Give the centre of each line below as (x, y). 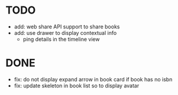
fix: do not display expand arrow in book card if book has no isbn (93, 79)
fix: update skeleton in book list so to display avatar (77, 86)
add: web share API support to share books (67, 27)
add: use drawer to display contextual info (65, 32)
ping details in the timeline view (61, 39)
